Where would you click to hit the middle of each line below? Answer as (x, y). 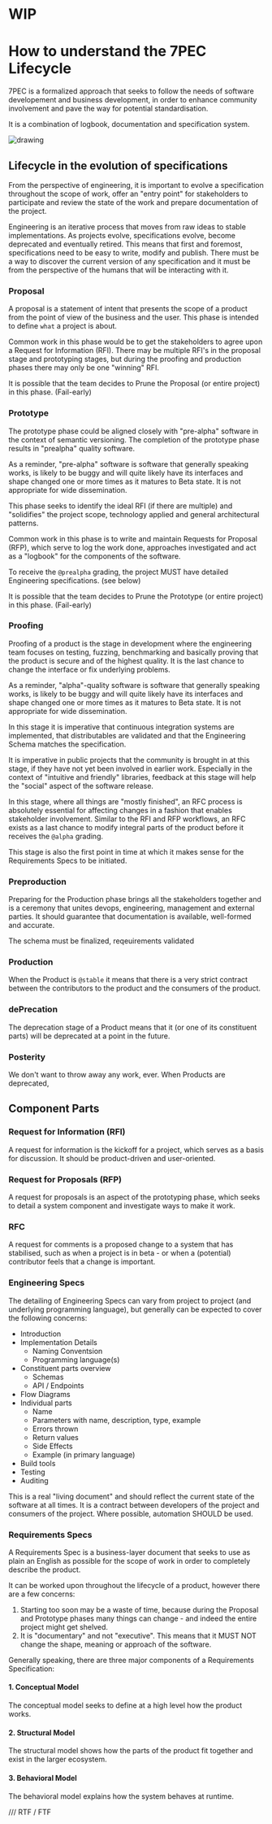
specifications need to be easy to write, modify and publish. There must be (134, 252)
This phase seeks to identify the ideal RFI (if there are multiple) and (121, 506)
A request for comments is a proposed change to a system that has (121, 1244)
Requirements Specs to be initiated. (68, 860)
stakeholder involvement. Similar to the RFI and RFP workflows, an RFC (127, 819)
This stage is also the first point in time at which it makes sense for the (126, 851)
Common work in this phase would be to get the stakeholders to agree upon (136, 342)
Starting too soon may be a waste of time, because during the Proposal (139, 1609)
